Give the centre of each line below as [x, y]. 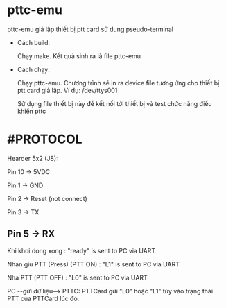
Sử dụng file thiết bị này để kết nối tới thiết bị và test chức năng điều [115, 103]
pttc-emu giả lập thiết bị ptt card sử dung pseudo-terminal [90, 29]
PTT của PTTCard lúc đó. [43, 298]
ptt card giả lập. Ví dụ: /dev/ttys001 [67, 90]
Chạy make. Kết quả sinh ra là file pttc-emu [79, 56]
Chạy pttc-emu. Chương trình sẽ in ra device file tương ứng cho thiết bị [118, 83]
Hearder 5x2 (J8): [33, 158]
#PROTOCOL [45, 139]
